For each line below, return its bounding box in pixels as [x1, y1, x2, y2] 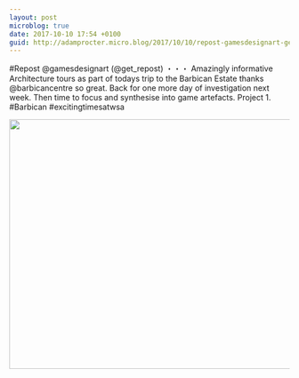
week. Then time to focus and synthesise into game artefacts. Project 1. [9, 92, 271, 103]
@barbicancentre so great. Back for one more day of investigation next [9, 83, 270, 93]
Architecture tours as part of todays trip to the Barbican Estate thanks [9, 73, 264, 84]
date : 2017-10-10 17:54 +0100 [9, 29, 122, 38]
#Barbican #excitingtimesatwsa [9, 101, 125, 112]
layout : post [9, 12, 58, 22]
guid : [9, 37, 29, 47]
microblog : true [9, 21, 69, 30]
